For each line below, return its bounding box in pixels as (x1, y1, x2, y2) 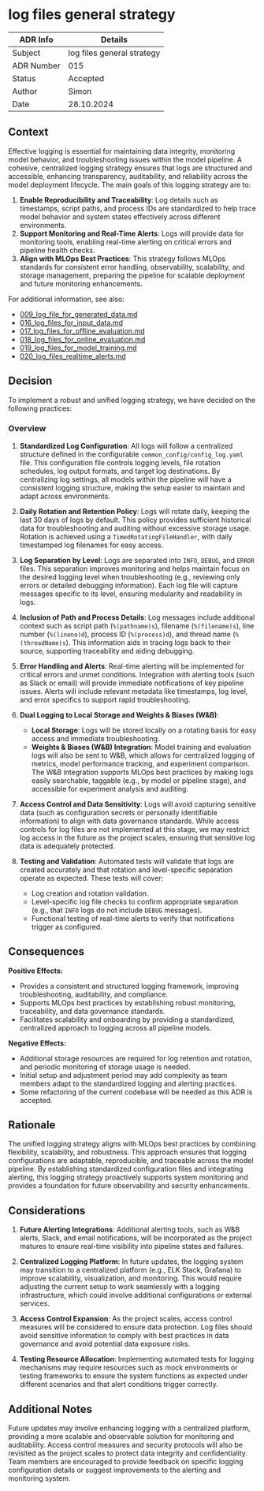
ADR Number (12, 60, 61, 71)
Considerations (8, 1204, 86, 1217)
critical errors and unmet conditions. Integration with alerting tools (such (19, 669, 255, 679)
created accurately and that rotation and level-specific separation (19, 865, 233, 874)
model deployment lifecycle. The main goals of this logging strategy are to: (8, 180, 251, 189)
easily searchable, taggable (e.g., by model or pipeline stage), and (31, 775, 247, 785)
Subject (12, 47, 41, 58)
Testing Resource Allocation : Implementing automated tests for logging (19, 1355, 255, 1364)
